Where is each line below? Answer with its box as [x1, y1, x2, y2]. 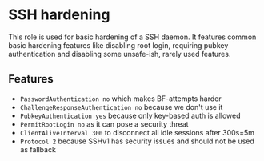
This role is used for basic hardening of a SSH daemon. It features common [8, 32, 257, 42]
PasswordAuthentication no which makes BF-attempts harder [19, 94, 222, 103]
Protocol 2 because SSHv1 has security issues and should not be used [19, 136, 254, 146]
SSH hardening [8, 6, 110, 24]
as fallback [19, 144, 56, 154]
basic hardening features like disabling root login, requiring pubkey [8, 40, 229, 50]
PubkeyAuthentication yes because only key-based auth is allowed [19, 111, 241, 120]
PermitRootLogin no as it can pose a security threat [19, 119, 190, 129]
